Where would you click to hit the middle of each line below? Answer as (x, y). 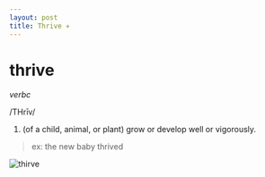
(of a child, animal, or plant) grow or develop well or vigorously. (139, 130)
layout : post (34, 17)
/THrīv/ (22, 112)
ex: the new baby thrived (77, 147)
